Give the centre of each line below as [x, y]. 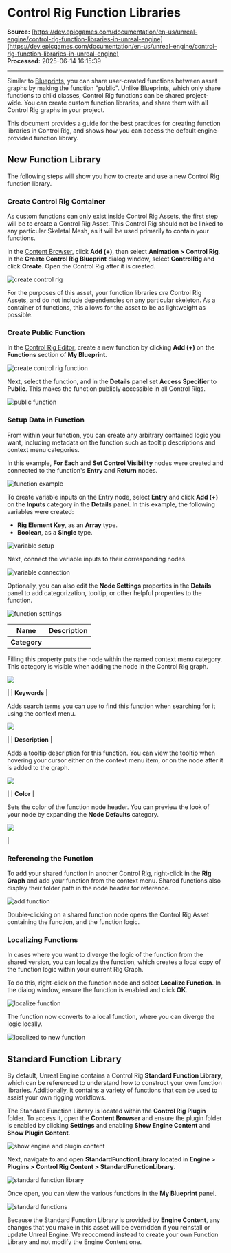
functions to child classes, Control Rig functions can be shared [96, 95]
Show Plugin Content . [39, 1133]
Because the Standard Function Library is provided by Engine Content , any [113, 1220]
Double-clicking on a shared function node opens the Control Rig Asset [108, 914]
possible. [20, 315]
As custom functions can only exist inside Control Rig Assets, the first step [113, 216]
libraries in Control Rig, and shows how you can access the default [101, 130]
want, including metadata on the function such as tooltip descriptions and [111, 442]
